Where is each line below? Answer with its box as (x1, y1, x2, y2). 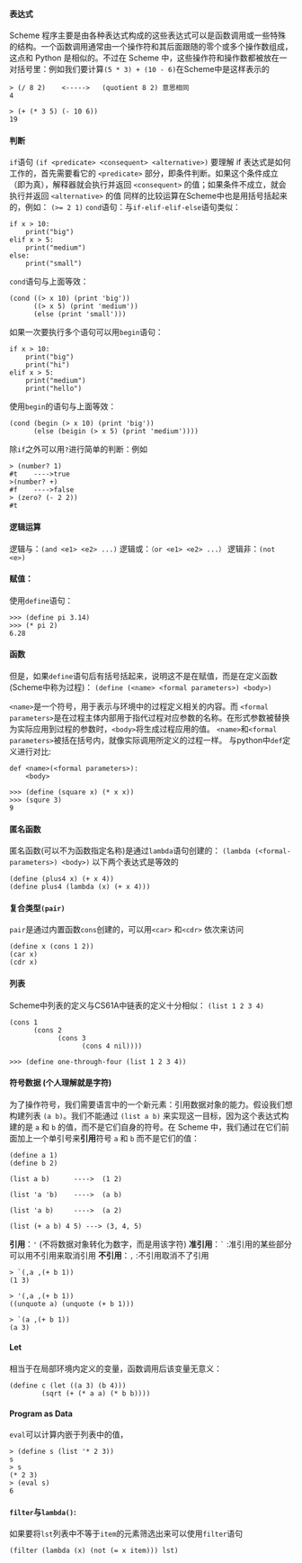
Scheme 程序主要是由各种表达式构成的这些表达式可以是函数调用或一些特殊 (9, 30, 286, 41)
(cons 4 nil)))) (81, 1041, 143, 1050)
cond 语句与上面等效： (9, 276, 89, 287)
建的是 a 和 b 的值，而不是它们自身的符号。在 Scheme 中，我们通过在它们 (9, 1122, 281, 1132)
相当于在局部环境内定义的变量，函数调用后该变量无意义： (9, 1363, 222, 1374)
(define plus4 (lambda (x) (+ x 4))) (9, 883, 151, 892)
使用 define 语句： (9, 595, 74, 605)
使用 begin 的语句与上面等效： (9, 401, 117, 412)
